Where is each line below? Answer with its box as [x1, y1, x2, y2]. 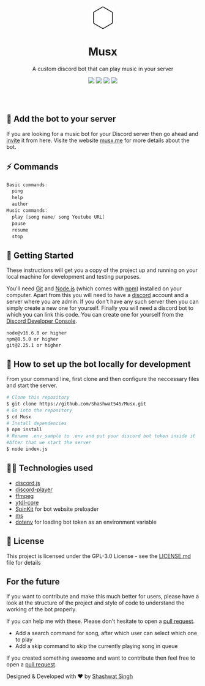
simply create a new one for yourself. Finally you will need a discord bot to [6, 304, 194, 312]
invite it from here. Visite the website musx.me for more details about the [6, 137, 190, 144]
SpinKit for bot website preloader [15, 505, 99, 513]
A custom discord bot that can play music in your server [32, 65, 174, 72]
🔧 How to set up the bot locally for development [6, 359, 191, 369]
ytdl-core [15, 499, 39, 506]
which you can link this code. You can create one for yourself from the [6, 311, 184, 318]
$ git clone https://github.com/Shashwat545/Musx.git [6, 401, 147, 407]
